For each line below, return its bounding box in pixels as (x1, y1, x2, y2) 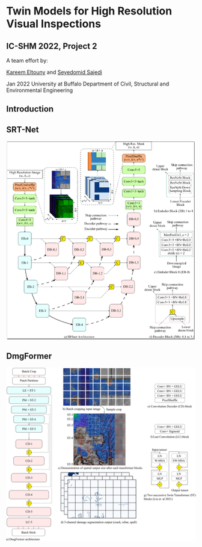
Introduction (6, 104, 54, 114)
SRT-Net (6, 125, 39, 135)
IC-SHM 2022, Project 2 (6, 41, 97, 51)
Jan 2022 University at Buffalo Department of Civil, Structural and (6, 80, 170, 87)
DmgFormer (6, 351, 52, 362)
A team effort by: (6, 57, 48, 64)
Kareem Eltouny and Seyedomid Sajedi (6, 69, 102, 76)
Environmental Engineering (6, 87, 73, 94)
